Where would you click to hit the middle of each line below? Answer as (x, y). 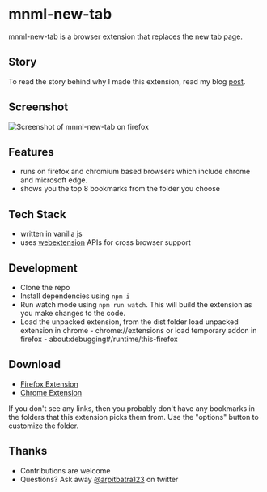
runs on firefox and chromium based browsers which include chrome (135, 172)
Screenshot (38, 107)
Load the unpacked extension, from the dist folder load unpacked (129, 322)
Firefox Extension (49, 384)
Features (31, 152)
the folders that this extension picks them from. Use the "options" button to (133, 417)
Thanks (28, 451)
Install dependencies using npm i (75, 296)
